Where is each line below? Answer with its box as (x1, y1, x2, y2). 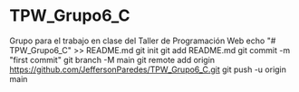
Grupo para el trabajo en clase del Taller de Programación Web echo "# (9, 35, 276, 46)
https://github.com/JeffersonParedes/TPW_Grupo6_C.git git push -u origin (9, 64, 287, 75)
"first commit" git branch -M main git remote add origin (9, 54, 216, 65)
